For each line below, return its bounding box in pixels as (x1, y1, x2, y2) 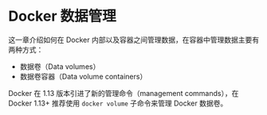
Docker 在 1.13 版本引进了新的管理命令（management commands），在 (8, 88, 239, 98)
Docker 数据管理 (8, 7, 117, 25)
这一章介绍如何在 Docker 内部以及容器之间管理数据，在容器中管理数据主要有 (8, 35, 260, 44)
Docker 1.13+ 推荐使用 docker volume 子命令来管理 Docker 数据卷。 (8, 98, 228, 108)
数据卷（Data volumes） (19, 61, 100, 71)
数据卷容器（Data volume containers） (19, 71, 147, 81)
